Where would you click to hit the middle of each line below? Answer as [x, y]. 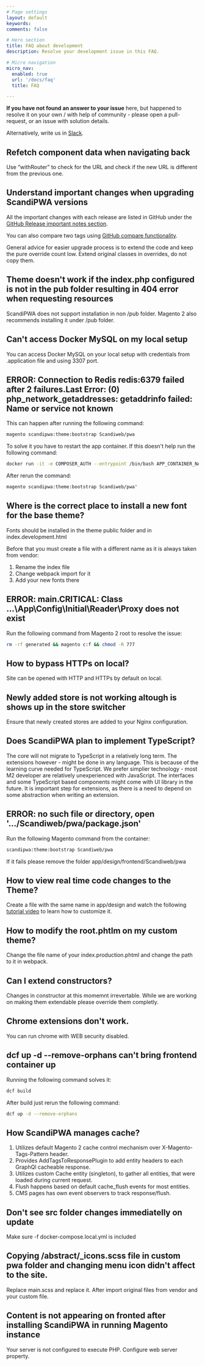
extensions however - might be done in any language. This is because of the [103, 762]
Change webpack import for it [53, 573]
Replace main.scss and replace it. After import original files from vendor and [102, 1289]
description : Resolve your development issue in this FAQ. [83, 52]
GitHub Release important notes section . [57, 224]
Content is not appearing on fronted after [86, 1315]
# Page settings [27, 12]
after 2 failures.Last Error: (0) [63, 389]
